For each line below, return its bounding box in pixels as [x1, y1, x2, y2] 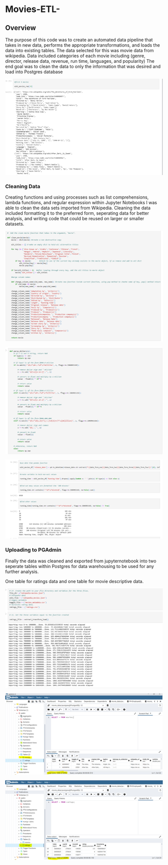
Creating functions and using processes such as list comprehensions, [5, 194, 149, 200]
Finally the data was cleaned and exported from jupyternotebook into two [5, 558, 156, 564]
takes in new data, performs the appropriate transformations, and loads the [5, 42, 160, 48]
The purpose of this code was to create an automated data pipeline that [5, 37, 153, 43]
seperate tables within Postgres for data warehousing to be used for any [5, 563, 154, 569]
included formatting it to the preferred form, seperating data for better [5, 210, 149, 216]
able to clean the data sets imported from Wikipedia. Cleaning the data [5, 205, 151, 211]
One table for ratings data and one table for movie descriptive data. [5, 578, 144, 584]
